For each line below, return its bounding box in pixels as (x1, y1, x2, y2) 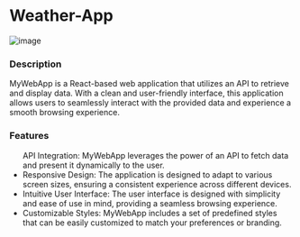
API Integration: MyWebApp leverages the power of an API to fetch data (22, 150, 289, 160)
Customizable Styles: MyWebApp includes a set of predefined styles (22, 207, 277, 218)
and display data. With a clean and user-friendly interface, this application (9, 87, 284, 99)
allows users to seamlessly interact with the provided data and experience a (9, 97, 291, 108)
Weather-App (9, 5, 114, 26)
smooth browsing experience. (9, 107, 120, 118)
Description (9, 58, 62, 70)
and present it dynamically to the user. (22, 160, 165, 170)
